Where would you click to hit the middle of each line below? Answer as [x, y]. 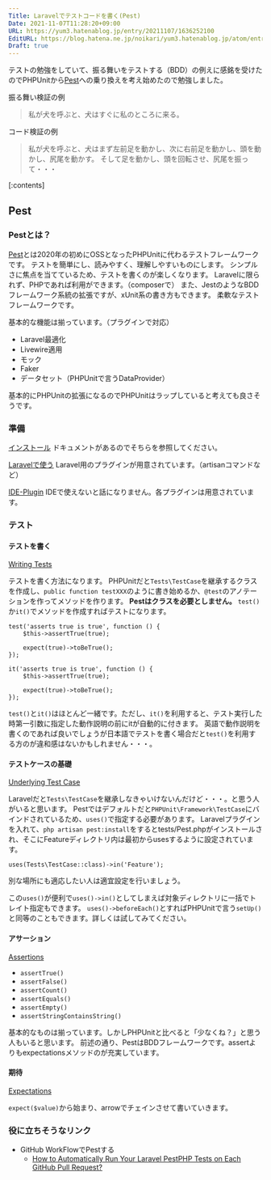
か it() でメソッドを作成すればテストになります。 [90, 611]
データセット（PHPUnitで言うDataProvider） [94, 378]
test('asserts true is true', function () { [84, 627]
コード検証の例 [33, 132]
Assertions [26, 957]
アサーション [29, 938]
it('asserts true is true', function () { [81, 669]
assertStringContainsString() [71, 1016]
